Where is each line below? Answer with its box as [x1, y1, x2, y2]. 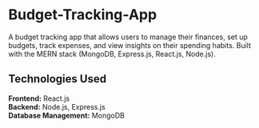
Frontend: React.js [8, 94, 70, 103]
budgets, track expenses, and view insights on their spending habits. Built [8, 40, 252, 50]
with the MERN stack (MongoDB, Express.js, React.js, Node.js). [8, 49, 216, 58]
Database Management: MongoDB [8, 110, 126, 120]
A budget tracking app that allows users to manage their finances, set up [8, 32, 248, 42]
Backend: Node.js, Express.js [8, 102, 106, 111]
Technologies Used [8, 72, 106, 86]
